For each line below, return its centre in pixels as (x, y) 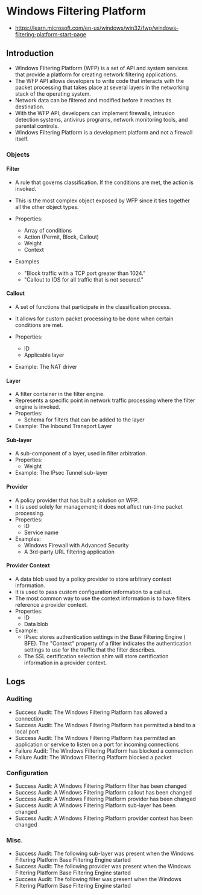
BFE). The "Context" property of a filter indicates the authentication (108, 643)
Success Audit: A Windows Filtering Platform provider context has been (104, 818)
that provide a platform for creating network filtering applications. (96, 74)
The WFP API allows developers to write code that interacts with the (99, 81)
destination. (30, 107)
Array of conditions (48, 230)
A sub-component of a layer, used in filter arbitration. (81, 454)
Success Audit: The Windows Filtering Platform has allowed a (91, 712)
